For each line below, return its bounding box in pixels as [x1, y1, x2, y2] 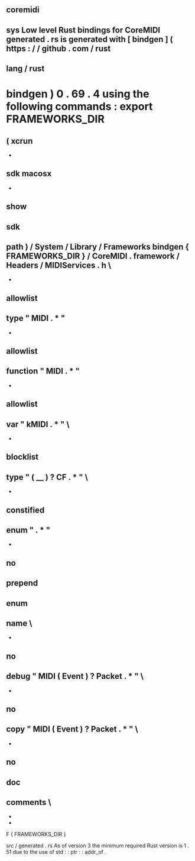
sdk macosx [6, 169, 52, 179]
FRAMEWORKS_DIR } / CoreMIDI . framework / [6, 251, 180, 261]
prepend [6, 578, 38, 588]
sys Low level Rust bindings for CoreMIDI [6, 25, 161, 35]
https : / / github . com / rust [6, 43, 111, 53]
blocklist [6, 452, 39, 462]
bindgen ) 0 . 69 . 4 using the [6, 88, 149, 101]
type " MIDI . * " [6, 313, 66, 324]
